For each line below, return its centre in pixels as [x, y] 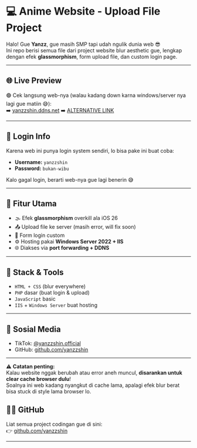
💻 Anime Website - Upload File [83, 11]
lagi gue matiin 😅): [29, 103]
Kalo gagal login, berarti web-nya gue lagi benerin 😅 [70, 179]
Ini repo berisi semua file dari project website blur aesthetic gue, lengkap [94, 50]
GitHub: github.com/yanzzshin [51, 350]
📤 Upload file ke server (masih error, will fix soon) [75, 227]
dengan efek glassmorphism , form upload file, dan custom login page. [92, 56]
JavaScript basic [35, 299]
